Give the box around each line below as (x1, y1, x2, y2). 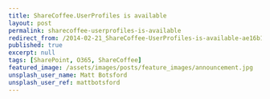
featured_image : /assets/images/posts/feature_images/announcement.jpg (8, 64, 253, 72)
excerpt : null (8, 49, 56, 57)
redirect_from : (8, 34, 59, 42)
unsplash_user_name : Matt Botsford (8, 71, 128, 79)
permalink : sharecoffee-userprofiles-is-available (8, 26, 182, 34)
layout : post (8, 19, 52, 27)
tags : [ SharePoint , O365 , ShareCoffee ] (8, 57, 142, 65)
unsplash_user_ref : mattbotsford (8, 78, 121, 86)
